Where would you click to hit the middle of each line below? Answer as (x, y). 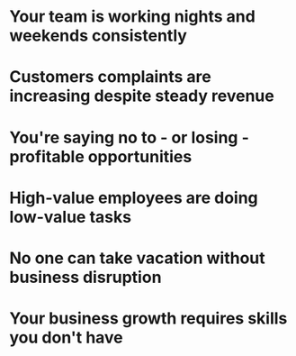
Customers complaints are (110, 77)
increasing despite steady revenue (142, 96)
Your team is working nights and (133, 17)
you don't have (66, 338)
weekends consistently (98, 36)
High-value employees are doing (134, 198)
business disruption (85, 277)
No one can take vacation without (137, 258)
